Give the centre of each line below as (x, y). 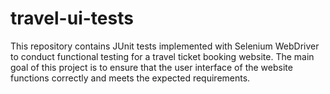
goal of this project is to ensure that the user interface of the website (151, 67)
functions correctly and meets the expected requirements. (130, 78)
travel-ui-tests (72, 18)
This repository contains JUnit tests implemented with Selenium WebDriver (165, 46)
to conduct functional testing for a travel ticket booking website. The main (162, 56)
